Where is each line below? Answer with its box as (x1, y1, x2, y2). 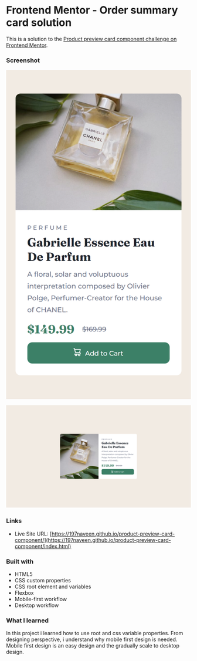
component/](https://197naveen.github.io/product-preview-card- (14, 536, 171, 543)
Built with (6, 557, 34, 565)
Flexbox (14, 589, 34, 596)
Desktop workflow (14, 602, 59, 609)
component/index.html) (14, 543, 72, 550)
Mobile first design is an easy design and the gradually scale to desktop (6, 642, 180, 649)
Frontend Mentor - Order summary (6, 4, 178, 17)
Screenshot (6, 56, 40, 65)
